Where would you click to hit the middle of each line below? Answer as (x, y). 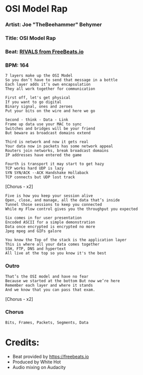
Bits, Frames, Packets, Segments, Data (47, 323)
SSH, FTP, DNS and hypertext (36, 249)
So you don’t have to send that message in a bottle (61, 80)
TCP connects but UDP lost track (40, 177)
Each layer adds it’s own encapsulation (48, 85)
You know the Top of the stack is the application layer (66, 240)
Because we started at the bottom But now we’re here (63, 281)
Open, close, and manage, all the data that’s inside (63, 200)
